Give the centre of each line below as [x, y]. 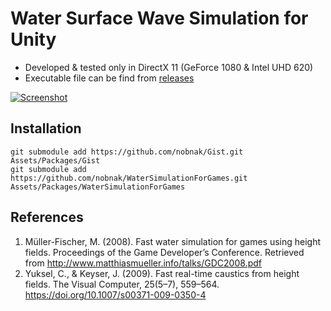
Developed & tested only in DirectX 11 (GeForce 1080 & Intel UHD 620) [169, 67]
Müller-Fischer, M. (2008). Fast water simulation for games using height [173, 241]
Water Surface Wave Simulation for [159, 18]
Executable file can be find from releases [109, 78]
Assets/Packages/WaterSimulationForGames [98, 187]
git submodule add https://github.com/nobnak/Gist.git [127, 152]
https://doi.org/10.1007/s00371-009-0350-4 [115, 294]
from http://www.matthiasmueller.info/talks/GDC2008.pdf [143, 263]
